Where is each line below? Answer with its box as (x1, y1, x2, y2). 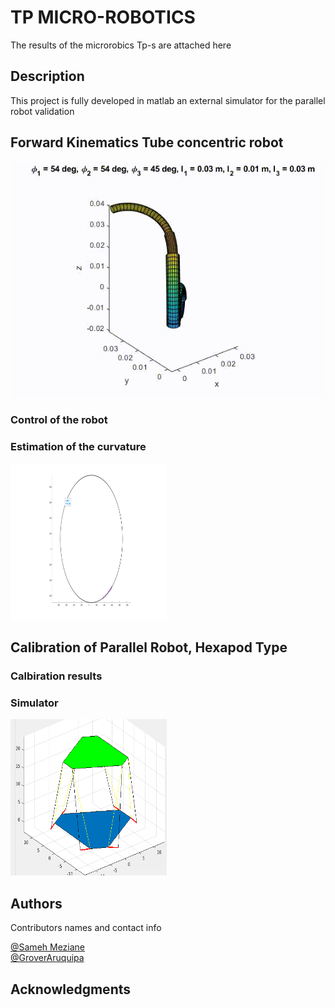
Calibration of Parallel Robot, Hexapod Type (10, 639, 288, 656)
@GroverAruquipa (10, 952, 85, 964)
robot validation (10, 105, 75, 117)
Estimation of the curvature (10, 440, 147, 454)
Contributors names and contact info (10, 922, 162, 934)
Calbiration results (10, 669, 103, 683)
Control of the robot (10, 413, 108, 427)
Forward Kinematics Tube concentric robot (10, 134, 284, 151)
